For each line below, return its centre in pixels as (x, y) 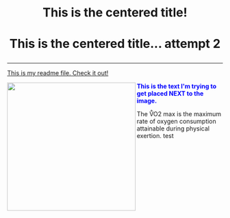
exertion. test (155, 136)
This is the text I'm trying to (177, 86)
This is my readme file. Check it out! (58, 73)
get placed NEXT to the (170, 94)
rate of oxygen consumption (177, 122)
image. (147, 101)
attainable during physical (173, 128)
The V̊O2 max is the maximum (179, 114)
